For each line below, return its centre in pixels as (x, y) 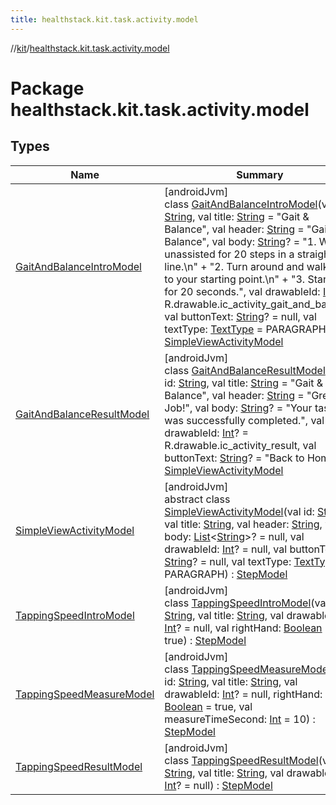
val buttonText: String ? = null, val (240, 316)
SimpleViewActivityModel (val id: (239, 511)
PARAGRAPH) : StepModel (226, 574)
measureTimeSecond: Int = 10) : (240, 719)
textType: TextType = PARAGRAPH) (247, 329)
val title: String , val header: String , (243, 524)
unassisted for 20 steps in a (229, 254)
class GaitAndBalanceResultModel (245, 370)
